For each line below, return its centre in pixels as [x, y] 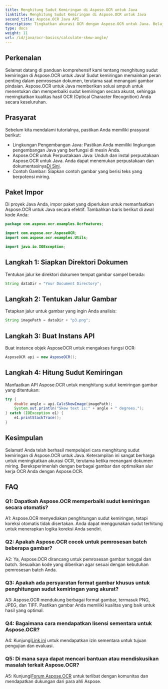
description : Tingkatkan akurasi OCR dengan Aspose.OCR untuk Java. [78, 24]
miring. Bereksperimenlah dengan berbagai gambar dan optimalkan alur [79, 466]
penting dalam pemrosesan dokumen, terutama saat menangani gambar [79, 80]
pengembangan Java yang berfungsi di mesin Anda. [66, 150]
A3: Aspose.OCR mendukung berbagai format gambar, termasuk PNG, [77, 600]
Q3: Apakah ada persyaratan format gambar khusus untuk [77, 582]
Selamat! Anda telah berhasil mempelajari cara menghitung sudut [72, 450]
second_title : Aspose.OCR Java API [42, 19]
